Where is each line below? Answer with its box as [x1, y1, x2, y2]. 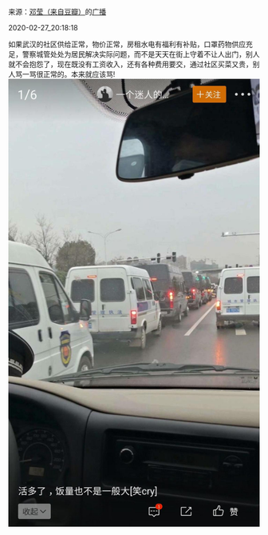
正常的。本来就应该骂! [42, 70, 116, 78]
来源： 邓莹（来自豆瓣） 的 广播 [8, 7, 106, 16]
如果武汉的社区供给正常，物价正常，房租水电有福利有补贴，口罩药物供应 [8, 39, 246, 49]
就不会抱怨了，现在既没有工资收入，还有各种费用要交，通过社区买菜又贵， [8, 59, 253, 69]
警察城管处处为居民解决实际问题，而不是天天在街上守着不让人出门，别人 [22, 50, 260, 58]
